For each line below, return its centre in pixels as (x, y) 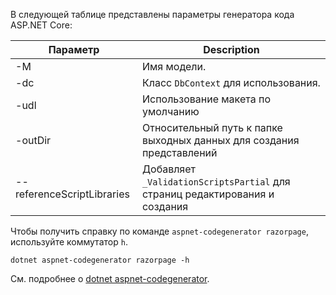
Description (231, 49)
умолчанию (170, 111)
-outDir (33, 140)
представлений (179, 152)
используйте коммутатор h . (69, 242)
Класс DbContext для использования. (231, 82)
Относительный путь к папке (212, 127)
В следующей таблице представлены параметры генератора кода (152, 14)
